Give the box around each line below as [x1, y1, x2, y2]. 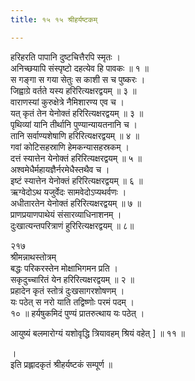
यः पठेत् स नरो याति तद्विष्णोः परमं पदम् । [10, 296, 135, 308]
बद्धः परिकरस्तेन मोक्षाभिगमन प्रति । [10, 262, 118, 274]
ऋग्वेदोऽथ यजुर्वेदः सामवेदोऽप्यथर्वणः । [10, 186, 127, 198]
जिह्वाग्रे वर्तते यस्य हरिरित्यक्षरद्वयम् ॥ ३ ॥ [10, 84, 137, 96]
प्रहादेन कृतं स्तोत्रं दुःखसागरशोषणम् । [10, 284, 125, 296]
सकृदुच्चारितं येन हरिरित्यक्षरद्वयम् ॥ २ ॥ [10, 273, 135, 285]
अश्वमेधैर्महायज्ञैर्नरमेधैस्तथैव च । [10, 163, 110, 175]
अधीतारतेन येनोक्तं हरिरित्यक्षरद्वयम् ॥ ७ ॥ [10, 197, 142, 209]
